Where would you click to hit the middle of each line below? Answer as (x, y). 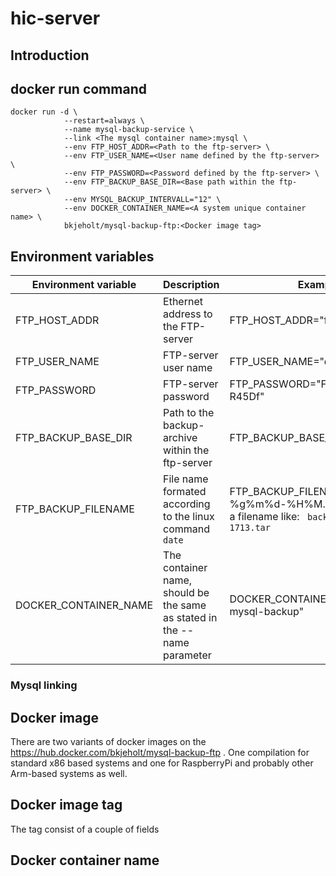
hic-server (55, 18)
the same (185, 605)
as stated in (190, 618)
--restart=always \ (104, 121)
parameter (187, 655)
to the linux (189, 517)
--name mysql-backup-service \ (129, 130)
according (187, 504)
